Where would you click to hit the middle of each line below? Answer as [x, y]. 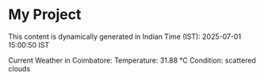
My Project [45, 15]
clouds [19, 68]
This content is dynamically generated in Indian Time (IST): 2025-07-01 [125, 36]
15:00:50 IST [29, 44]
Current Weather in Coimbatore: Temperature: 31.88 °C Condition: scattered [132, 60]
